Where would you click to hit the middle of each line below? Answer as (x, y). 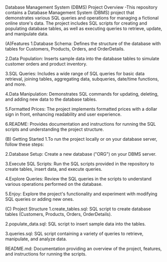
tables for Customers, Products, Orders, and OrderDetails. (65, 49)
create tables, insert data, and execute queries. (54, 169)
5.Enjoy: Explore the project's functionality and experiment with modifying (81, 194)
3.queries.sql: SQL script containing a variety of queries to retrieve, (74, 233)
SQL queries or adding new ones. (39, 199)
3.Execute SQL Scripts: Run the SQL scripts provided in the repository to (80, 164)
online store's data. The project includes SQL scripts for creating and (76, 23)
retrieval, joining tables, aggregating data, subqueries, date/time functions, (82, 79)
